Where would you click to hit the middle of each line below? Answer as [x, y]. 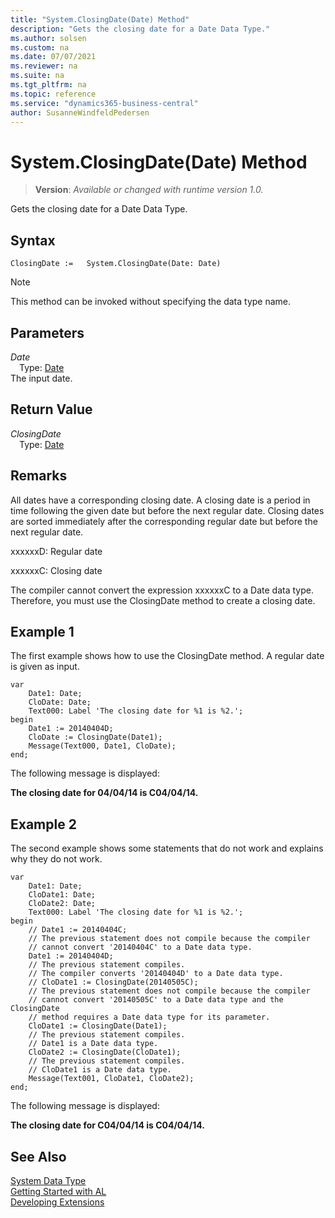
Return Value [51, 409]
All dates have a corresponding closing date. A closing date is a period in [160, 500]
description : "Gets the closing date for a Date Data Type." [140, 29]
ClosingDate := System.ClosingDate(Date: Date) [116, 264]
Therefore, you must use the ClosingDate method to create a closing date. [163, 600]
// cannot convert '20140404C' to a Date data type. [140, 947]
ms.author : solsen [48, 38]
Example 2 [43, 824]
